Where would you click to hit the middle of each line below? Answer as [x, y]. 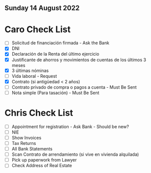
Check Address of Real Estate [42, 166]
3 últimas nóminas [30, 70]
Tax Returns [24, 143]
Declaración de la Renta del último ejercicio [55, 54]
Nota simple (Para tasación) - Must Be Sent [55, 93]
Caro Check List [38, 29]
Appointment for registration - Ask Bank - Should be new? [70, 126]
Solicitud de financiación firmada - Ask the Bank [61, 43]
